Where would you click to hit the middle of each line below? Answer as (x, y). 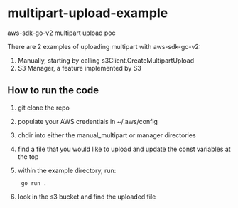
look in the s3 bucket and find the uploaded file (87, 197)
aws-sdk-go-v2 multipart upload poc (61, 33)
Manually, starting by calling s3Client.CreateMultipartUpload (106, 60)
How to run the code (53, 90)
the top (28, 156)
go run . (34, 183)
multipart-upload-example (88, 13)
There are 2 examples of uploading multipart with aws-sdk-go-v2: (104, 46)
